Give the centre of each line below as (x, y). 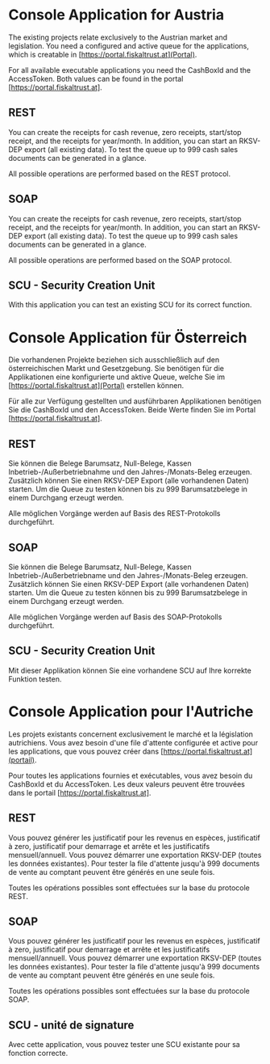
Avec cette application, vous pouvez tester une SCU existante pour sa (124, 1045)
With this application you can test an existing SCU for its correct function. (130, 305)
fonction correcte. (38, 1053)
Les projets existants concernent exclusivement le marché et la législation (131, 734)
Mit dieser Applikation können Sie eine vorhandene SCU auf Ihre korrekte (130, 670)
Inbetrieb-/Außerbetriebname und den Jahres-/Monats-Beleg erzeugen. (128, 575)
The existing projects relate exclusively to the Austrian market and (118, 37)
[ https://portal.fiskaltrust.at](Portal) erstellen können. (96, 386)
